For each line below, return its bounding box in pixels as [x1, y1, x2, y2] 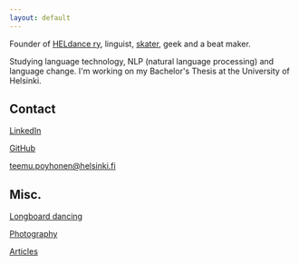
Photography [9, 229, 58, 240]
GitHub [9, 142, 36, 154]
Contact [9, 102, 56, 117]
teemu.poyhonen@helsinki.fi [9, 161, 116, 172]
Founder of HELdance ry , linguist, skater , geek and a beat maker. [9, 38, 251, 49]
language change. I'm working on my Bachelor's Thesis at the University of [9, 65, 290, 76]
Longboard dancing [9, 211, 83, 222]
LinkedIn [9, 125, 42, 136]
